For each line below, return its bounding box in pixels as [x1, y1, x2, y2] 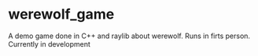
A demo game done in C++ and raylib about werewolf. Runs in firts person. [8, 31, 250, 40]
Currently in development [8, 39, 90, 48]
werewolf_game [8, 5, 115, 23]
